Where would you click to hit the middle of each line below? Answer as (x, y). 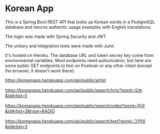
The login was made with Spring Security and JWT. (56, 36)
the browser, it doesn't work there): (40, 70)
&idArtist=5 (16, 96)
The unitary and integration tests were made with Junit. (60, 46)
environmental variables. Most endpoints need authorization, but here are (78, 60)
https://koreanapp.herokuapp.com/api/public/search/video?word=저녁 (75, 105)
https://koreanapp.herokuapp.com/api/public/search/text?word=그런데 (75, 121)
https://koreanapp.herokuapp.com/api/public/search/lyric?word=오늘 (74, 90)
